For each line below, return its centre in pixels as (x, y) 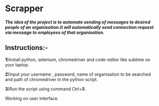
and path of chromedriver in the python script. (51, 79)
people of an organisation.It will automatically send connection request (79, 27)
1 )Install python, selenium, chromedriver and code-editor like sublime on (78, 60)
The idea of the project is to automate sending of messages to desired (78, 22)
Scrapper (24, 9)
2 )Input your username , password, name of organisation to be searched (78, 74)
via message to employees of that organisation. (55, 32)
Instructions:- (27, 48)
